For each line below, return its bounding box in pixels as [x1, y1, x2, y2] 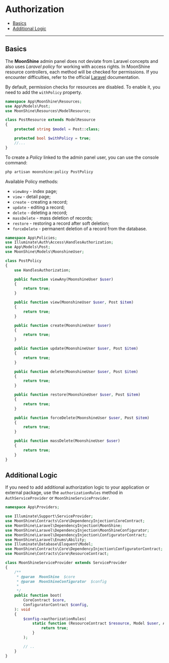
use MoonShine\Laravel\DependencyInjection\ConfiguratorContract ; [5, 532, 147, 537]
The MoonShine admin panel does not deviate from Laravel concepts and [5, 58, 158, 64]
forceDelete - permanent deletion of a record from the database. [12, 225, 147, 232]
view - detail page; [12, 194, 51, 200]
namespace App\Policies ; [5, 235, 57, 240]
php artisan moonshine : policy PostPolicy [5, 169, 94, 174]
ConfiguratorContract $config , [23, 602, 89, 607]
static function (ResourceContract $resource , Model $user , [32, 621, 161, 626]
